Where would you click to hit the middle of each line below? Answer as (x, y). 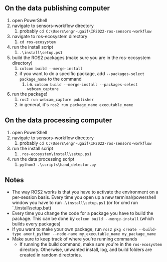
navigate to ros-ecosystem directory (50, 36)
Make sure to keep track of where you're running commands (74, 239)
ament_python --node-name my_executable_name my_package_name (90, 234)
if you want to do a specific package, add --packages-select (82, 73)
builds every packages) (36, 224)
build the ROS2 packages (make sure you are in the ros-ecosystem (81, 58)
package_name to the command (50, 79)
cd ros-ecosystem (38, 42)
